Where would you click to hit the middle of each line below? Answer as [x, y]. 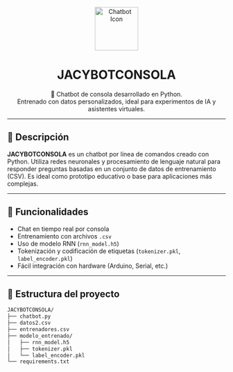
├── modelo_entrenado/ [40, 336]
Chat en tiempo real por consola [63, 229]
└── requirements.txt [38, 362]
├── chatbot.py [29, 316]
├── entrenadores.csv [38, 330]
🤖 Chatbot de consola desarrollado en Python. [116, 94]
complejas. [23, 184]
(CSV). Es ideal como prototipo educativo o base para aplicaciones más [110, 176]
